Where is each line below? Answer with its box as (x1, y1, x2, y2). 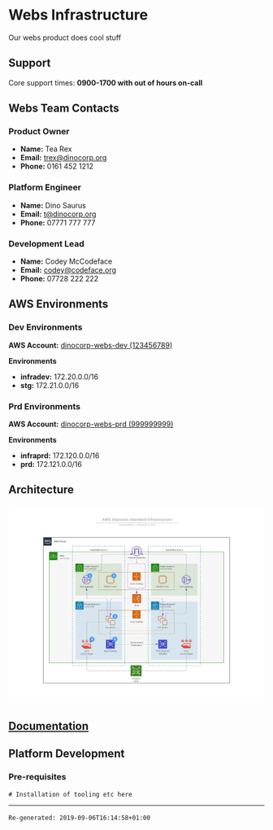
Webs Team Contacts (8, 102, 119, 116)
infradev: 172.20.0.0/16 (19, 372, 99, 382)
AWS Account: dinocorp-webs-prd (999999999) (8, 419, 174, 429)
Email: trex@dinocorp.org (19, 153, 107, 163)
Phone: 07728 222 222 (19, 274, 99, 284)
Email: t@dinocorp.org (19, 209, 97, 219)
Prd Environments (8, 400, 81, 412)
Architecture (8, 483, 75, 497)
